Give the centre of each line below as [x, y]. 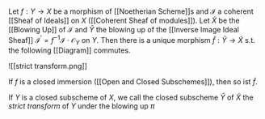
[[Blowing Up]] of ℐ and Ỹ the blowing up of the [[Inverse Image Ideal [124, 30]
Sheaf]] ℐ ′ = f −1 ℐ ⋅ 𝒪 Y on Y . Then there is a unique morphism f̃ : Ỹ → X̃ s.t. [132, 40]
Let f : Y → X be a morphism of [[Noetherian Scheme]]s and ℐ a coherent [131, 11]
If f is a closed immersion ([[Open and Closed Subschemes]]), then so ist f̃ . [133, 82]
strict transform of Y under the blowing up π [82, 106]
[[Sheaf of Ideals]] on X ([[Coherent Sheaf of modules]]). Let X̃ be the [124, 20]
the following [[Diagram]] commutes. [69, 50]
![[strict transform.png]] [48, 66]
